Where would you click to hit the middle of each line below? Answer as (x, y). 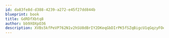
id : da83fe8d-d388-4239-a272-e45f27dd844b (50, 10)
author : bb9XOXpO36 (26, 23)
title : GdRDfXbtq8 (24, 19)
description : (19, 28)
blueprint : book (22, 14)
